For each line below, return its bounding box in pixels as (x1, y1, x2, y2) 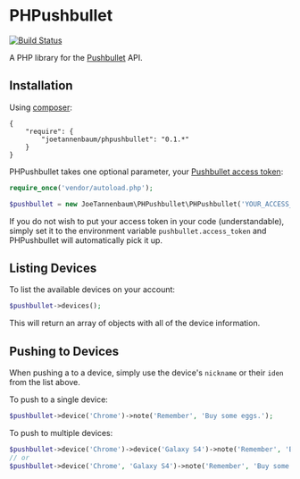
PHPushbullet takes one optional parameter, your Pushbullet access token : (9, 166, 284, 177)
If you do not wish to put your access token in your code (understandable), (9, 215, 285, 226)
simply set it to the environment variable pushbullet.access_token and (9, 225, 267, 236)
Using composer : (9, 102, 73, 113)
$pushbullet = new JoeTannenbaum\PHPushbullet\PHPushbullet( (9, 199, 242, 208)
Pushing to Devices (9, 343, 120, 358)
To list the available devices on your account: (9, 284, 176, 295)
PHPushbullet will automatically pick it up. (9, 234, 163, 246)
